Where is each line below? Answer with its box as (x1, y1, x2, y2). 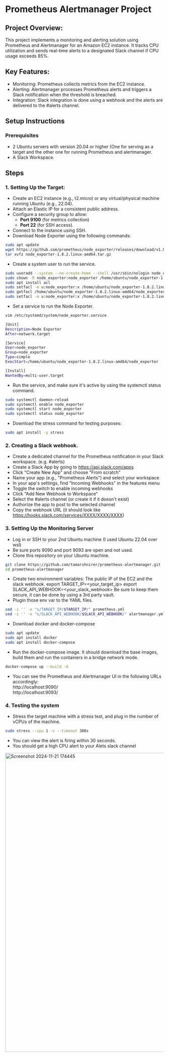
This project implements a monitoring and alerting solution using (5, 37, 139, 43)
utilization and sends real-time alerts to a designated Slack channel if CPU (5, 48, 159, 53)
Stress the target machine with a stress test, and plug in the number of (12, 713, 159, 719)
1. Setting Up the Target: (5, 184, 65, 191)
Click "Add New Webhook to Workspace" (12, 491, 98, 497)
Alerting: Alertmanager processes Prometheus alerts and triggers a (12, 86, 152, 92)
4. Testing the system (5, 701, 59, 709)
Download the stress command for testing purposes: (12, 420, 122, 427)
